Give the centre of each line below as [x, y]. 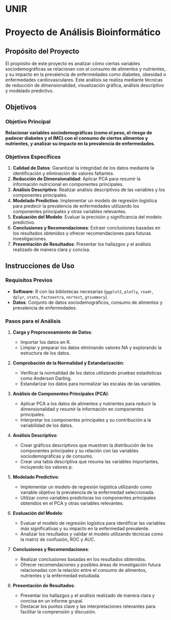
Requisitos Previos [29, 280]
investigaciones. [30, 239]
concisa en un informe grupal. [52, 601]
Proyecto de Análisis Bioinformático [83, 33]
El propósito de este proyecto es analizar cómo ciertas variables [73, 64]
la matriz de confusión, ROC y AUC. [58, 540]
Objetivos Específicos [33, 157]
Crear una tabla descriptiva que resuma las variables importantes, [90, 462]
